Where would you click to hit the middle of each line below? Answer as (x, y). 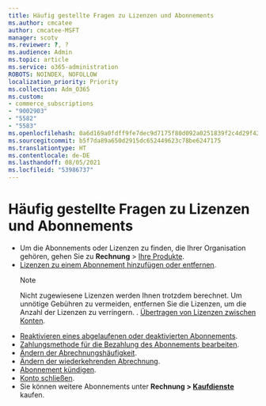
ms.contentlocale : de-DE (49, 155)
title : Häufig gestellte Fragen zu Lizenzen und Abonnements (111, 15)
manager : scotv (33, 38)
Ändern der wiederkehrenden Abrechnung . (90, 361)
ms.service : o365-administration (63, 67)
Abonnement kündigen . (58, 370)
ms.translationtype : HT (47, 148)
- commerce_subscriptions (51, 104)
